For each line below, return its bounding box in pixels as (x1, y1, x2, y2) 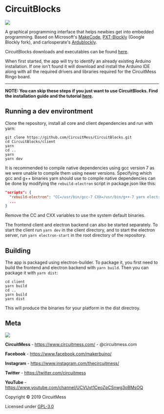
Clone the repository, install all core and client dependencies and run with (5, 120, 153, 126)
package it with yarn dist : (5, 270, 58, 276)
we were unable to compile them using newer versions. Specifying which (5, 170, 152, 176)
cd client (5, 279, 25, 284)
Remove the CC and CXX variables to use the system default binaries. (5, 212, 145, 218)
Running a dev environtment (5, 107, 93, 115)
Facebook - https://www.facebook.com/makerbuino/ (5, 351, 112, 357)
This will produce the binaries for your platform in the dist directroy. (5, 305, 141, 311)
